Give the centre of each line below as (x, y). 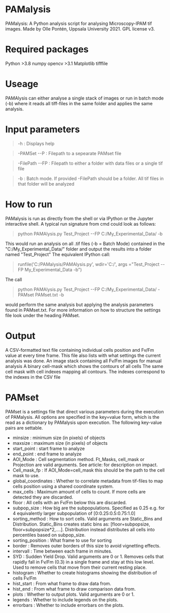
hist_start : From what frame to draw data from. (62, 584)
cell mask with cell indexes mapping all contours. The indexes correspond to (85, 372)
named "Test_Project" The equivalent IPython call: (58, 254)
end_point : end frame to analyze (47, 454)
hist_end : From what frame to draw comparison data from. (74, 589)
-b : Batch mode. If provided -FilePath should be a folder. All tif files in (91, 178)
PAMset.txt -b (50, 295)
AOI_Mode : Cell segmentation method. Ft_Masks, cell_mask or (78, 459)
